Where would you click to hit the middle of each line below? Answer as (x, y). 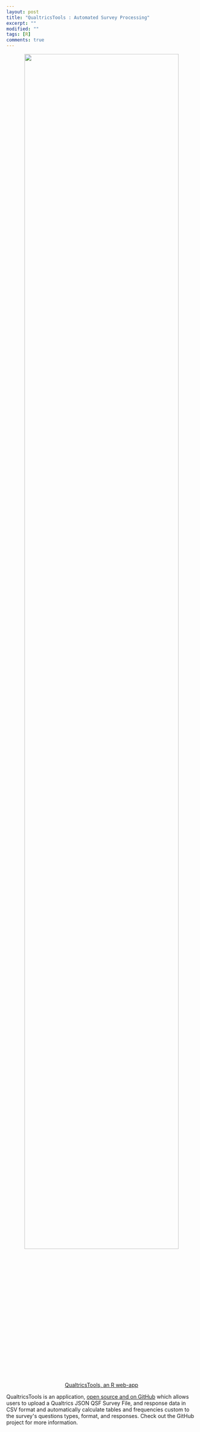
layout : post (23, 12)
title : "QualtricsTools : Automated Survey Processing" (78, 18)
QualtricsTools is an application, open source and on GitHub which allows (98, 1397)
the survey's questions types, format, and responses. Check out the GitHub (100, 1416)
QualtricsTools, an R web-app (102, 1385)
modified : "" (23, 29)
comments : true (25, 40)
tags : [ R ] (19, 34)
